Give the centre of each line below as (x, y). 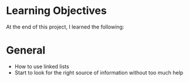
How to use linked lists (42, 66)
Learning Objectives (56, 11)
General (26, 50)
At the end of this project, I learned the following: (65, 27)
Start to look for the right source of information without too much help (99, 72)
